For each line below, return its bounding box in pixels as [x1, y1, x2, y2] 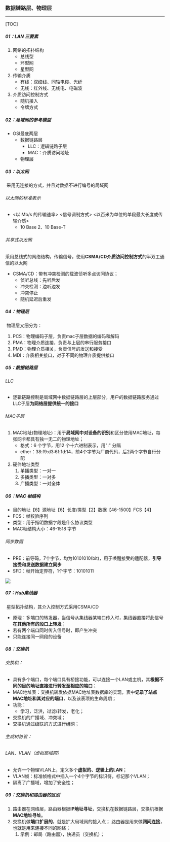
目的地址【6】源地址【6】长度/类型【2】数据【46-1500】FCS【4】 [12, 507, 154, 513]
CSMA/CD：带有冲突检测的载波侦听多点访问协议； [12, 271, 118, 277]
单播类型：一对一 [20, 468, 56, 474]
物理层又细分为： [6, 322, 42, 328]
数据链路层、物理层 [5, 4, 52, 11]
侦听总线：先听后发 [20, 277, 61, 283]
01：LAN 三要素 [5, 33, 38, 39]
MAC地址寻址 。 [12, 812, 46, 818]
